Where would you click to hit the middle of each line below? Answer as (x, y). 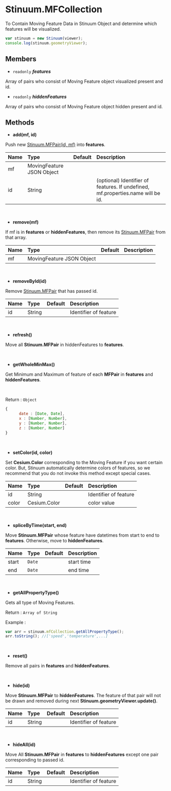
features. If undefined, (123, 187)
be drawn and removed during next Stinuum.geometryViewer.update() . (81, 701)
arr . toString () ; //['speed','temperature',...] (57, 636)
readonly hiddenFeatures (40, 97)
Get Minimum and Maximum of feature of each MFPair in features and (79, 374)
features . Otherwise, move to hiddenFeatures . (54, 540)
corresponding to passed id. (35, 760)
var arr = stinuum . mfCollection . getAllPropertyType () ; (65, 632)
